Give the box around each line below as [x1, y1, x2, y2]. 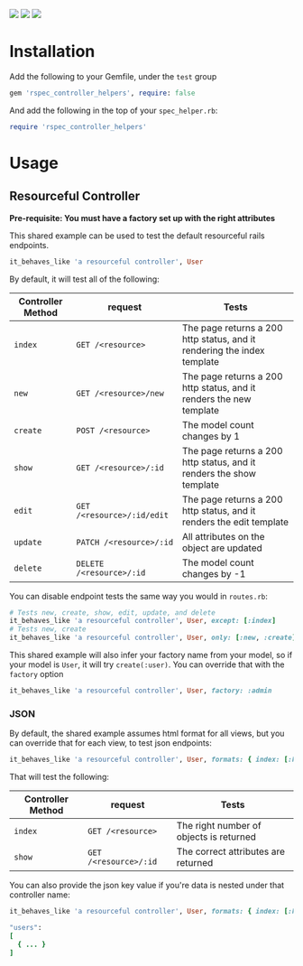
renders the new [181, 393, 252, 405]
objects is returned [176, 831, 257, 843]
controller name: [9, 889, 70, 900]
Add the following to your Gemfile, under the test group [9, 70, 217, 81]
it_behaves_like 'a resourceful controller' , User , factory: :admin [9, 686, 272, 695]
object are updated [181, 542, 263, 554]
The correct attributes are [176, 845, 286, 858]
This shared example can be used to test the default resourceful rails [9, 230, 265, 241]
